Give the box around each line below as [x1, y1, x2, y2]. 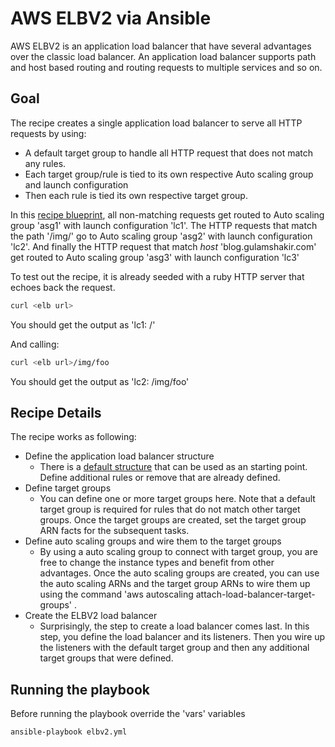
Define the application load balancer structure [24, 450, 215, 462]
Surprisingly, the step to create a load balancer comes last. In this [39, 620, 310, 632]
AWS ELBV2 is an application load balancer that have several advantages [10, 40, 312, 52]
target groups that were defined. [39, 652, 174, 664]
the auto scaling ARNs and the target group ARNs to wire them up [39, 578, 311, 590]
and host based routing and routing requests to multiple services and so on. [10, 61, 323, 73]
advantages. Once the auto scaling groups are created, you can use [39, 567, 320, 579]
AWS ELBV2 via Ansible [10, 7, 212, 30]
